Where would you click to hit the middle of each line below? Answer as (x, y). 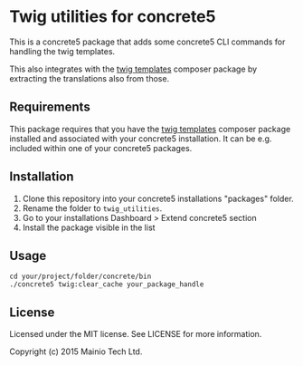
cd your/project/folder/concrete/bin (80, 277)
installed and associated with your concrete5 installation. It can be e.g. (141, 139)
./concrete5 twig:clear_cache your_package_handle (107, 284)
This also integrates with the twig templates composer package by (133, 69)
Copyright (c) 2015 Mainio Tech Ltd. (76, 352)
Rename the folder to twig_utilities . (92, 208)
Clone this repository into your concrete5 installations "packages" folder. (158, 198)
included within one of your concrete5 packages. (101, 148)
